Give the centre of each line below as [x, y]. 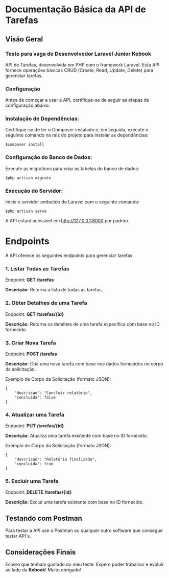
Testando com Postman [44, 518]
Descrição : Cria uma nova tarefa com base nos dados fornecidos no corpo [84, 363]
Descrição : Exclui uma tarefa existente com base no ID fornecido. [75, 502]
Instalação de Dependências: [42, 119]
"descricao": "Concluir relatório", [54, 393]
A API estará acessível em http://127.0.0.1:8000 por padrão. [67, 221]
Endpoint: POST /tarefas [31, 354]
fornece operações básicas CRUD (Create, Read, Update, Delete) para [79, 70]
